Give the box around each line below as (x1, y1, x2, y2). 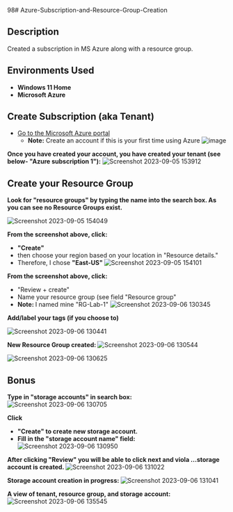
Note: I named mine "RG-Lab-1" (17, 301, 109, 309)
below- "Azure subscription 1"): (7, 157, 102, 166)
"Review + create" (17, 285, 70, 294)
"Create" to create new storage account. (17, 427, 138, 435)
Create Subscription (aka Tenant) (7, 111, 154, 122)
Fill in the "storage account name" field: (17, 435, 136, 443)
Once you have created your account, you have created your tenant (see (7, 150, 221, 159)
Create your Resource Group (7, 177, 134, 189)
